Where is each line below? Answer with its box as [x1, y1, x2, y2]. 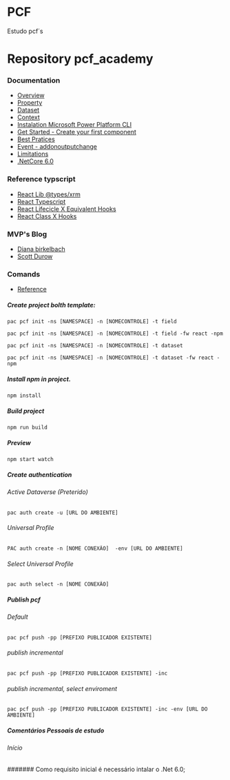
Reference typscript [7, 174, 76, 184]
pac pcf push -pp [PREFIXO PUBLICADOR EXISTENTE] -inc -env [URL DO [7, 706, 208, 713]
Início [7, 743, 23, 752]
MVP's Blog [7, 229, 48, 238]
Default [7, 613, 29, 621]
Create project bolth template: [7, 300, 96, 309]
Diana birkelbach [17, 245, 65, 254]
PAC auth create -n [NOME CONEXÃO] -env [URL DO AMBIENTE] [7, 545, 184, 552]
